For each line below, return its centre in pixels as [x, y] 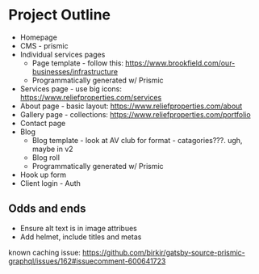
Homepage [39, 37]
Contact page [43, 123]
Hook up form [43, 175]
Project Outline [60, 15]
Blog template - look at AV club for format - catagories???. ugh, [137, 140]
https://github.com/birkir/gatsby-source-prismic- [164, 252]
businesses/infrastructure [75, 71]
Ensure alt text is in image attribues [78, 228]
